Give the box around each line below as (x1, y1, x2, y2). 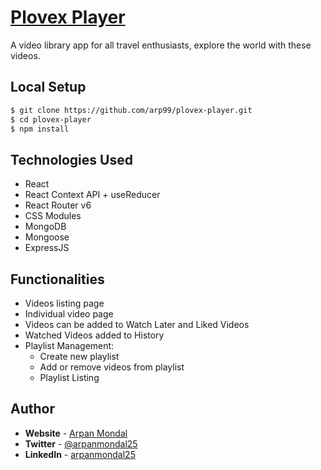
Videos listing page (24, 297, 105, 309)
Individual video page (24, 308, 114, 320)
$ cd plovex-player (10, 114, 92, 125)
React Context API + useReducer (24, 189, 161, 201)
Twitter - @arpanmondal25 (24, 437, 138, 450)
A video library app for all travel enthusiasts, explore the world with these (10, 39, 312, 51)
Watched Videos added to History (24, 329, 165, 341)
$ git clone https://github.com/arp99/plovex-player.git (10, 105, 253, 115)
